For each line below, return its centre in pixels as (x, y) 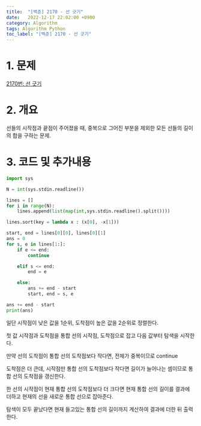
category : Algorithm (32, 23)
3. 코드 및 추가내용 (49, 162)
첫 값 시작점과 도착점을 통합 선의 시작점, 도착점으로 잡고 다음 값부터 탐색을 (92, 335)
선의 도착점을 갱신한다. (39, 376)
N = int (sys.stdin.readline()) (45, 189)
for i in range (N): (31, 206)
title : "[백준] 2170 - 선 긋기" (45, 12)
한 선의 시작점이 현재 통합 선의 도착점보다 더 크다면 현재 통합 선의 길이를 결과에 (98, 389)
